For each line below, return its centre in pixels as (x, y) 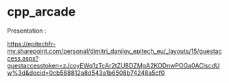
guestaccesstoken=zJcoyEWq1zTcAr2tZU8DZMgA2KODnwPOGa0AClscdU (113, 65)
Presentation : (27, 31)
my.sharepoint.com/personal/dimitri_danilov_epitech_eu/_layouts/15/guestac (114, 51)
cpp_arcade (41, 12)
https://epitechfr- (32, 44)
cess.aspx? (23, 58)
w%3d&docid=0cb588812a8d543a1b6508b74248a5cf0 (86, 73)
